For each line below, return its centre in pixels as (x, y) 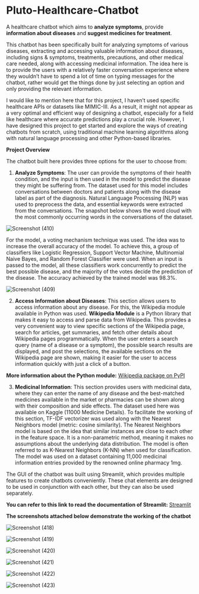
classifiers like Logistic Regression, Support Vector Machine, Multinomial (95, 252)
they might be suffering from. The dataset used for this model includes (101, 185)
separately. (20, 493)
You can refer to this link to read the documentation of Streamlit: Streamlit (99, 504)
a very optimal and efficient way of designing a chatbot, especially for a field (100, 113)
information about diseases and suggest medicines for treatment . (89, 33)
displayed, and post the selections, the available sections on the (93, 351)
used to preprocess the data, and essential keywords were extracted (99, 204)
